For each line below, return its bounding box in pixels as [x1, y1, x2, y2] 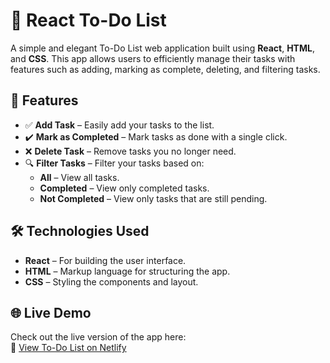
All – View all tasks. [39, 171, 120, 183]
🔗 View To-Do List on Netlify [10, 342, 127, 354]
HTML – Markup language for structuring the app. [24, 265, 231, 277]
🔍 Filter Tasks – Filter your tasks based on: [24, 157, 205, 169]
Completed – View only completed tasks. [39, 182, 210, 194]
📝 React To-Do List [10, 9, 167, 32]
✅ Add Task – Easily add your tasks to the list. [24, 119, 215, 131]
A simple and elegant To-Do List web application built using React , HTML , [10, 42, 315, 54]
